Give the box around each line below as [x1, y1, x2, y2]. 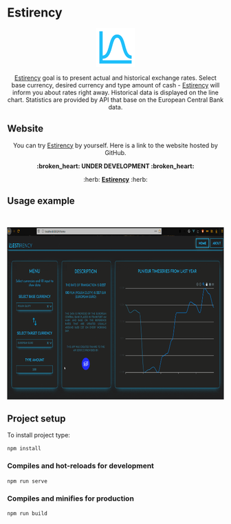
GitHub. [104, 148, 126, 156]
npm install [7, 446, 41, 452]
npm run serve [7, 477, 48, 485]
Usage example [7, 195, 76, 207]
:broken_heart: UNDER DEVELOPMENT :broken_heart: [36, 162, 195, 170]
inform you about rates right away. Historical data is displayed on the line [12, 88, 219, 96]
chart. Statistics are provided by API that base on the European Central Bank [7, 95, 224, 104]
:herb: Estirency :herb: [83, 175, 148, 183]
